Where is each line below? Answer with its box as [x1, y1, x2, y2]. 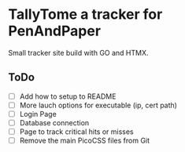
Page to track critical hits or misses [19, 127, 134, 136]
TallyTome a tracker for [8, 5, 163, 24]
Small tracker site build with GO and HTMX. [8, 48, 149, 57]
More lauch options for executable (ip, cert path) [19, 100, 177, 110]
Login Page [19, 109, 57, 118]
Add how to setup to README [19, 92, 117, 101]
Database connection [19, 118, 90, 127]
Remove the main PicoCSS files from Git [19, 136, 150, 146]
